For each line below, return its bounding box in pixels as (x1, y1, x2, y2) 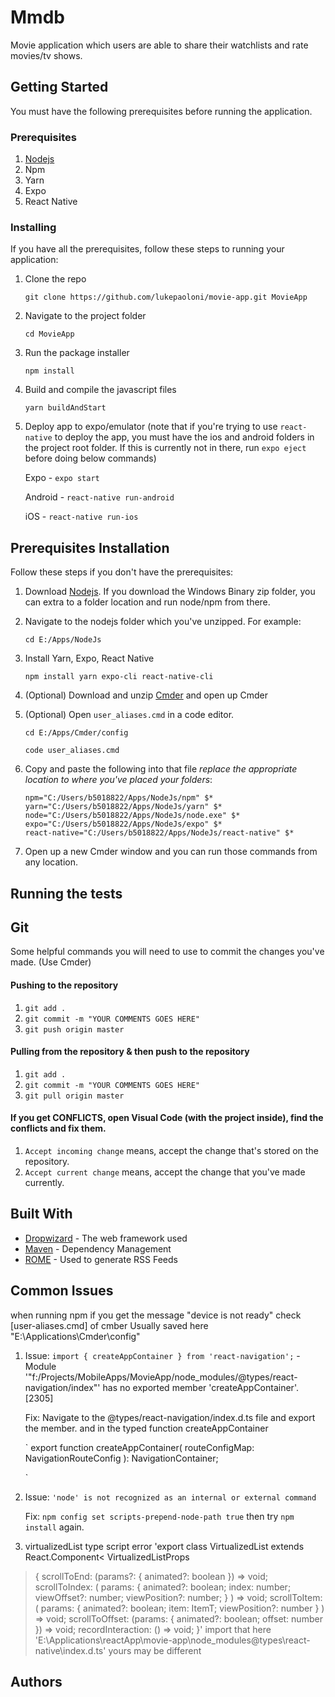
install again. (24, 1521, 85, 1533)
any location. (24, 856, 78, 868)
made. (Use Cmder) (10, 956, 92, 968)
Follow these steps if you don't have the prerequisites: (10, 566, 234, 578)
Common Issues (10, 1282, 114, 1300)
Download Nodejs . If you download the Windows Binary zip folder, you (24, 586, 316, 598)
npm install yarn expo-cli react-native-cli (24, 672, 214, 682)
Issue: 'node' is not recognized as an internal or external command (24, 1491, 317, 1503)
